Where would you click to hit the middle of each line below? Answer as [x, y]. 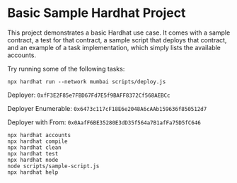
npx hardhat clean [34, 147]
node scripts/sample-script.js [53, 166]
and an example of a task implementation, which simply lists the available [114, 47]
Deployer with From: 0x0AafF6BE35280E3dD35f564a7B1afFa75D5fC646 [104, 122]
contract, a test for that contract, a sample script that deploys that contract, [117, 40]
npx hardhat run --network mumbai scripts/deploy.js [87, 82]
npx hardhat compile [38, 141]
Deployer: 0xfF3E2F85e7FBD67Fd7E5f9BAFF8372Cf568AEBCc [89, 95]
